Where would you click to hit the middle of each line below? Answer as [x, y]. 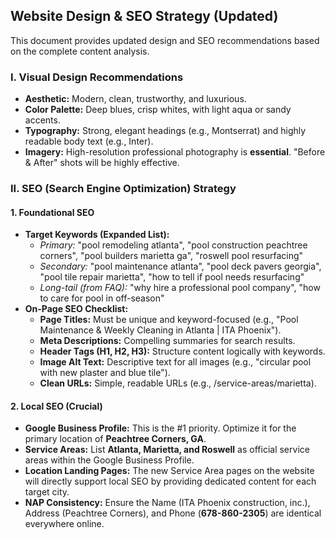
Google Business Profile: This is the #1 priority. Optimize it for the [160, 428]
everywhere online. [64, 524]
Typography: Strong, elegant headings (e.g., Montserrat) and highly [165, 131]
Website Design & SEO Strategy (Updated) [144, 16]
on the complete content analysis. [80, 51]
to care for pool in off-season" [102, 298]
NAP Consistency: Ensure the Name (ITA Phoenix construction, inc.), [167, 503]
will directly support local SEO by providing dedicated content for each [170, 481]
